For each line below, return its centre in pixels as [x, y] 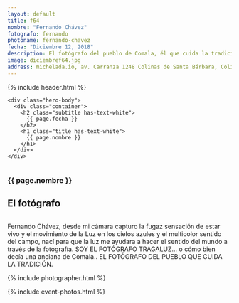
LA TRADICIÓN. [30, 265]
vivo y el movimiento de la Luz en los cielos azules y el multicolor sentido [115, 234]
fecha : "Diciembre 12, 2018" [51, 47]
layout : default [31, 14]
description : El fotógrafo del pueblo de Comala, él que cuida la [108, 54]
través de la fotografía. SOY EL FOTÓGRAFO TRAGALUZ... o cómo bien [111, 249]
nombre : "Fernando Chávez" [47, 27]
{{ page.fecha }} [52, 119]
